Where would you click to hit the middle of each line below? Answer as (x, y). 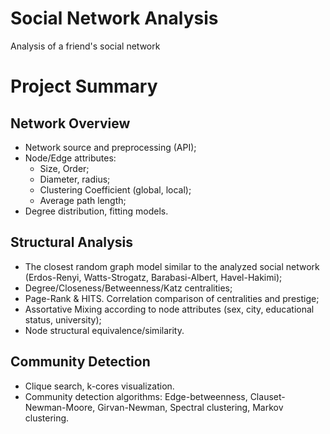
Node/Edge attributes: (70, 158)
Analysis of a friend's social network (85, 46)
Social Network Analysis (114, 18)
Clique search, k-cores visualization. (99, 386)
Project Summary (84, 86)
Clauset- (267, 396)
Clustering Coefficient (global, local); (115, 189)
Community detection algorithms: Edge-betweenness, (136, 396)
